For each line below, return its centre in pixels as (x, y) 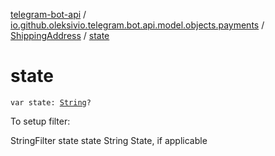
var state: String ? (51, 102)
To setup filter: (40, 121)
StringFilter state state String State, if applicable (109, 140)
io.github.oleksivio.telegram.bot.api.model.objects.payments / (137, 25)
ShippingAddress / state (60, 35)
